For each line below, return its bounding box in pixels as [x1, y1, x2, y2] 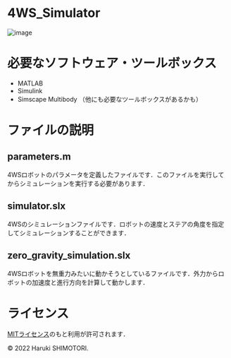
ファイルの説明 [7, 122, 94, 138]
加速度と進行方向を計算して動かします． [31, 278, 149, 287]
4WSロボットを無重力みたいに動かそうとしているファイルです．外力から [7, 269, 218, 278]
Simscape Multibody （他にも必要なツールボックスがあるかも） [17, 95, 202, 103]
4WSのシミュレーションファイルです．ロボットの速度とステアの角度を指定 [7, 220, 225, 228]
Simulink [17, 86, 43, 95]
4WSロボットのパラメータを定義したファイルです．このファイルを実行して [7, 170, 225, 179]
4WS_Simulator [7, 5, 101, 21]
